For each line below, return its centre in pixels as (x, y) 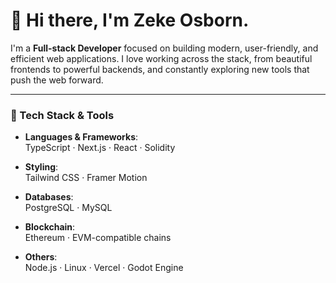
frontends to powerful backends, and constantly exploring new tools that (160, 69)
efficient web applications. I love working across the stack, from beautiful (161, 58)
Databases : (49, 197)
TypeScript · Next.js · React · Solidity (100, 148)
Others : (41, 257)
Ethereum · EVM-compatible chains (98, 238)
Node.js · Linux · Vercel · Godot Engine (104, 268)
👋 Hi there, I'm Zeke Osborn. (130, 20)
